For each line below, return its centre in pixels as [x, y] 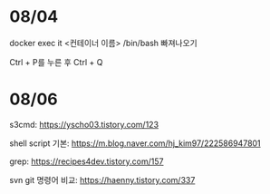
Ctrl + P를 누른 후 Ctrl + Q [56, 62]
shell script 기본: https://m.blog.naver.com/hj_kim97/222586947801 [135, 143]
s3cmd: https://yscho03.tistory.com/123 [84, 124]
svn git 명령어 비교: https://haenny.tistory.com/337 [102, 179]
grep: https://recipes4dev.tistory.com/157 [87, 161]
